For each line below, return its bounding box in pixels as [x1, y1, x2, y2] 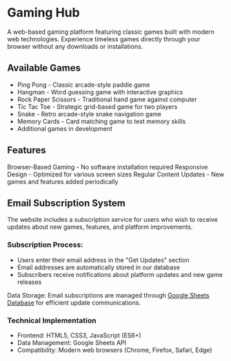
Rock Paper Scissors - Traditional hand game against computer [17, 95, 198, 103]
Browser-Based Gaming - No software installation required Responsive [7, 163, 208, 171]
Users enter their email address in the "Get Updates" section [17, 256, 190, 264]
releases [17, 278, 42, 286]
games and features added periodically [7, 177, 119, 185]
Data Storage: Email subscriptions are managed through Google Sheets [7, 291, 210, 299]
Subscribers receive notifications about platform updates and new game [17, 270, 223, 278]
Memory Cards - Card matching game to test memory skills [17, 117, 186, 125]
